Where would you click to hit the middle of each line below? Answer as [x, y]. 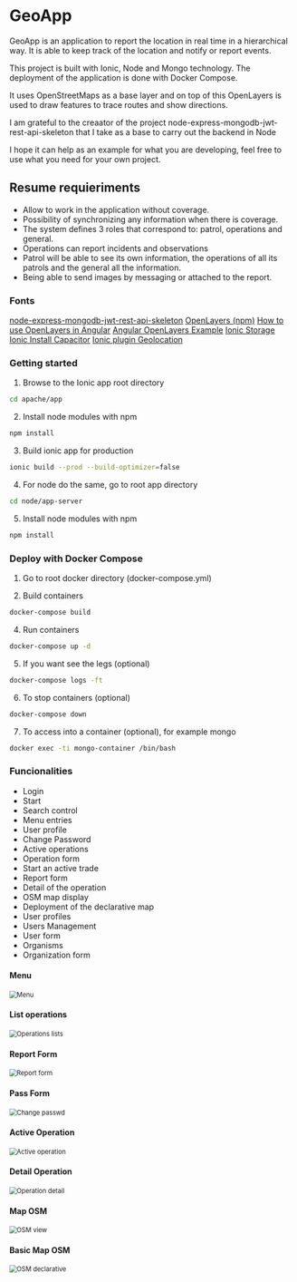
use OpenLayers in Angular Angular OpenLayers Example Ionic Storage [142, 330]
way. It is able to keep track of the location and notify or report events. [140, 50]
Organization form [56, 955]
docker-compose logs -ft [56, 680]
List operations [38, 1015]
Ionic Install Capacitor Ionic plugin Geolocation [96, 340]
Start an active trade [61, 868]
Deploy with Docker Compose [76, 558]
